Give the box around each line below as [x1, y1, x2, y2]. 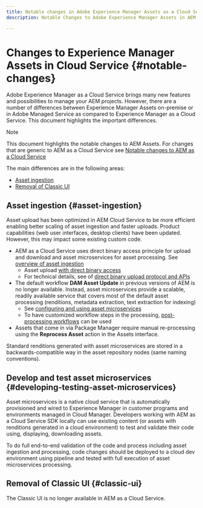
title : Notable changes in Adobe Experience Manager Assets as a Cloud [6, 8, 190, 15]
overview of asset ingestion [14, 260, 84, 267]
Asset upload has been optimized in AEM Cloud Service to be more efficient [6, 217, 195, 224]
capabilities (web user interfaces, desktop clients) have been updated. [6, 229, 182, 237]
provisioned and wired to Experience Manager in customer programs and [6, 405, 188, 412]
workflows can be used [53, 318, 112, 325]
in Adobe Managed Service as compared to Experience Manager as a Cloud [6, 110, 196, 118]
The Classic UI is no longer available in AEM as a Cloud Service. [6, 494, 166, 501]
